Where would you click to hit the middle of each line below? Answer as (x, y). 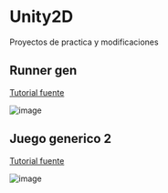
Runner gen (43, 71)
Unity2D (42, 17)
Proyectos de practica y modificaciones (84, 42)
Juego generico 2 (61, 139)
